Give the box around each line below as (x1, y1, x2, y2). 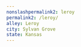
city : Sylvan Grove (6, 26, 56, 32)
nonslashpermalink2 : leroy (6, 9, 75, 15)
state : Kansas (6, 32, 43, 38)
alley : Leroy (6, 20, 40, 26)
